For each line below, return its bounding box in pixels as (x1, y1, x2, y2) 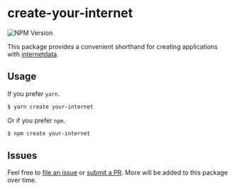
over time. (7, 176, 37, 184)
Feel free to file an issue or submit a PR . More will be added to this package (7, 169, 229, 177)
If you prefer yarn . (7, 89, 60, 97)
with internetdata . (7, 50, 59, 58)
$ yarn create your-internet (7, 103, 94, 110)
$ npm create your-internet (7, 130, 91, 137)
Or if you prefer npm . (7, 116, 66, 125)
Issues (7, 149, 38, 162)
